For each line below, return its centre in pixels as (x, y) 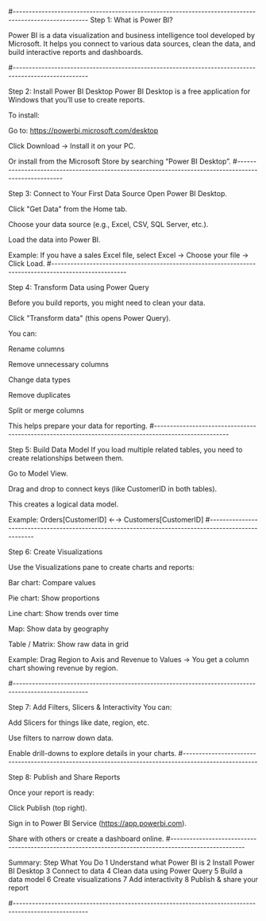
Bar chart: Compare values (52, 582)
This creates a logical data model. (64, 504)
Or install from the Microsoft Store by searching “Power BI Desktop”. (120, 161)
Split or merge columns (46, 410)
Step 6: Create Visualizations (56, 552)
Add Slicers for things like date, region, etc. (79, 723)
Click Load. (27, 264)
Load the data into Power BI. (54, 240)
